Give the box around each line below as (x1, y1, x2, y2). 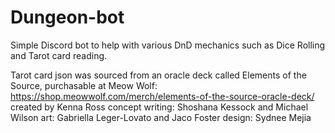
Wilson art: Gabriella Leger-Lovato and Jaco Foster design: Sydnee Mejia (10, 111, 312, 123)
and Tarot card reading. (10, 49, 108, 61)
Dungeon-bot (10, 6, 125, 29)
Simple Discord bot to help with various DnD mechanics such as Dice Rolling (10, 39, 326, 51)
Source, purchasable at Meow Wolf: (10, 79, 158, 91)
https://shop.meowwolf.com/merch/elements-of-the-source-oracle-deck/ (10, 90, 315, 102)
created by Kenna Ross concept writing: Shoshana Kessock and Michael (10, 101, 309, 113)
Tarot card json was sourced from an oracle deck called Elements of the (10, 69, 307, 81)
